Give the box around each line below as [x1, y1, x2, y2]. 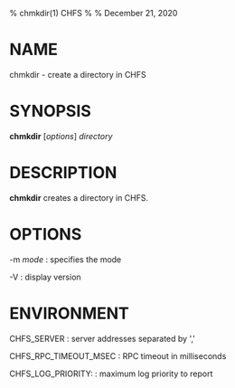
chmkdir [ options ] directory [9, 130, 113, 141]
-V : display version [9, 271, 81, 282]
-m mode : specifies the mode [9, 253, 122, 265]
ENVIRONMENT [9, 303, 129, 324]
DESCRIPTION [9, 163, 117, 184]
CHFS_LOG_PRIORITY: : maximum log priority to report [9, 368, 213, 379]
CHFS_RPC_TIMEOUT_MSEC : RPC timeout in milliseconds [9, 350, 227, 361]
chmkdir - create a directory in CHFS [9, 69, 146, 80]
